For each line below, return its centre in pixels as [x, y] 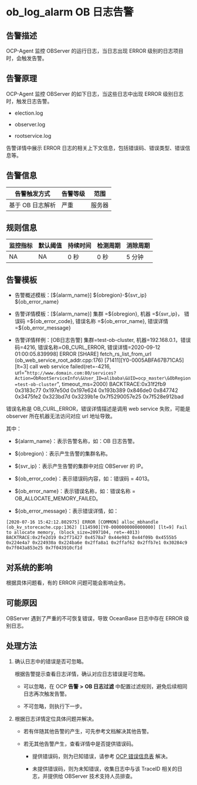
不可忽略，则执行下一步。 [54, 706]
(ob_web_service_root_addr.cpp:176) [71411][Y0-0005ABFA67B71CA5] [99, 360]
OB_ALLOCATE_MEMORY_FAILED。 [58, 498]
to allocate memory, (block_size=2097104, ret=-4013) [73, 533]
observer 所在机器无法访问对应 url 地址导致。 [61, 416]
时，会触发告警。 [27, 58]
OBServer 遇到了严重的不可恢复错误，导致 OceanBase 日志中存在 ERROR [94, 618]
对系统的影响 [29, 568]
